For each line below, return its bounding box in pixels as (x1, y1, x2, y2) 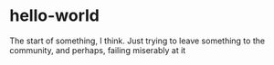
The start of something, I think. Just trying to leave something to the (9, 35, 266, 46)
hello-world (9, 5, 100, 26)
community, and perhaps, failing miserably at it (9, 44, 186, 55)
